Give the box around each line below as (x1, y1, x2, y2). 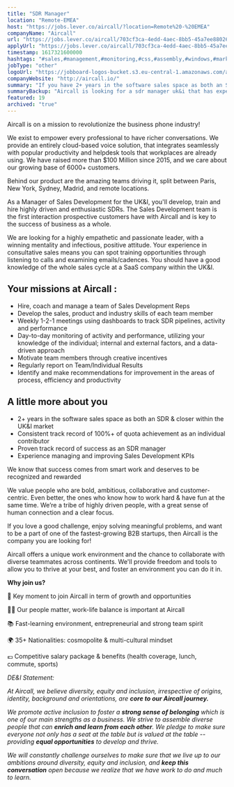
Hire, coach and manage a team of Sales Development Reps (17, 301, 190, 310)
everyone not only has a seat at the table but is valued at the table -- (7, 730, 206, 738)
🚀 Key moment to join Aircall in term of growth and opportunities (7, 592, 192, 600)
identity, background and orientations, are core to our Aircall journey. (7, 694, 209, 703)
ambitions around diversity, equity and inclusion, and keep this (7, 758, 189, 767)
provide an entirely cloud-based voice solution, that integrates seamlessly (7, 141, 219, 149)
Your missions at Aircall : (7, 283, 117, 295)
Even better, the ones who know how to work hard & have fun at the (30, 493, 225, 502)
